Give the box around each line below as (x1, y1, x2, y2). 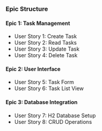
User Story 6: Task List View (14, 85, 84, 92)
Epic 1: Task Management (5, 20, 70, 27)
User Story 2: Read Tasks (14, 39, 77, 46)
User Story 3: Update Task (14, 45, 80, 52)
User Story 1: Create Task (14, 33, 77, 40)
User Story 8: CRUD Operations (14, 118, 92, 125)
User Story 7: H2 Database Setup (14, 112, 96, 119)
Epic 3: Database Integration (5, 98, 78, 105)
